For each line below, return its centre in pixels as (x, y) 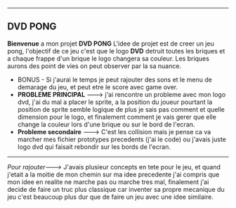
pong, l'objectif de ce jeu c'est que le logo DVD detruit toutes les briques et (116, 51)
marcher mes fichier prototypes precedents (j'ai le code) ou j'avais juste (122, 139)
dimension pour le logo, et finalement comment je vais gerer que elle (117, 117)
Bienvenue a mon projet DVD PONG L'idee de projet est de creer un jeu (111, 44)
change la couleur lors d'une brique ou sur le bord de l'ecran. (106, 124)
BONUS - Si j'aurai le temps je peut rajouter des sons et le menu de (114, 79)
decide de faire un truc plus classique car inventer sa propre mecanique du (116, 189)
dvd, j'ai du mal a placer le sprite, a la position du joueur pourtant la (115, 102)
